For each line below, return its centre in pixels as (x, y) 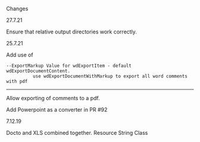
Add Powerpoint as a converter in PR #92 (57, 109)
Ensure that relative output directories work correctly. (71, 32)
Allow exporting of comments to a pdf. (53, 98)
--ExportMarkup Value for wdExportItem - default (69, 66)
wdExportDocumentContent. (38, 71)
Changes (17, 9)
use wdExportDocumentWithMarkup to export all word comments (110, 76)
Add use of (20, 55)
